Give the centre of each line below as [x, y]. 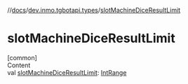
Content [19, 65]
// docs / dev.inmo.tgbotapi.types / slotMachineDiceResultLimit [94, 10]
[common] [22, 57]
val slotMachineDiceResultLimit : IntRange [67, 72]
